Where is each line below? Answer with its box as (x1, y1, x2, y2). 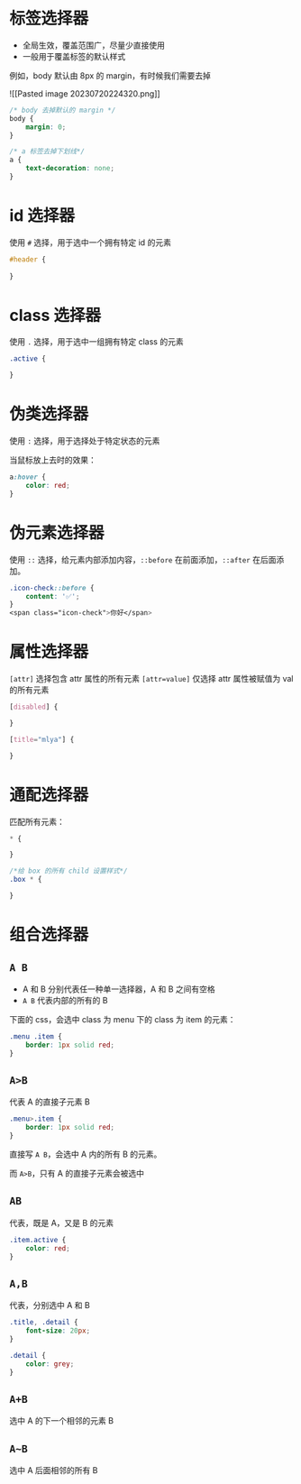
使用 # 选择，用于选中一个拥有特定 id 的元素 (9, 236, 171, 248)
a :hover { (9, 472, 47, 482)
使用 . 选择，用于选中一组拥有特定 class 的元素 (9, 336, 184, 347)
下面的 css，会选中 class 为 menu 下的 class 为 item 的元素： (9, 1013, 236, 1024)
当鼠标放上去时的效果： (9, 454, 96, 465)
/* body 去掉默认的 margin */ (9, 105, 116, 115)
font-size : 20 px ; (25, 1326, 91, 1335)
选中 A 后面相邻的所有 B (9, 1465, 98, 1476)
